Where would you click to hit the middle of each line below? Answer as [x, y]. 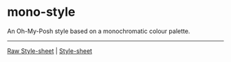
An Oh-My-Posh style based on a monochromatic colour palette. [99, 31]
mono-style [41, 12]
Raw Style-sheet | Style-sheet [50, 51]
